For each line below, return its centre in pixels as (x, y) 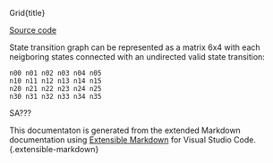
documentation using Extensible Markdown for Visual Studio (121, 140)
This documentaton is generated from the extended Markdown (125, 130)
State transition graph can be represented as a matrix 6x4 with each (135, 47)
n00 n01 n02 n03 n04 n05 (55, 73)
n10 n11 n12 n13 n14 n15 (55, 81)
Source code (33, 30)
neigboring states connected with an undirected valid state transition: (137, 57)
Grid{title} (27, 13)
